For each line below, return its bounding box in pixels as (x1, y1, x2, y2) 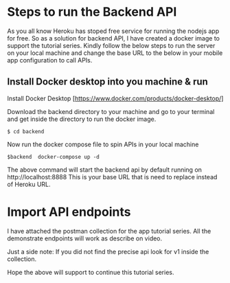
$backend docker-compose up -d (7, 153, 100, 160)
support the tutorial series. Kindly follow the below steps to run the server (7, 41, 216, 49)
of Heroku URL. (7, 180, 51, 188)
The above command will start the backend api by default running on (7, 166, 203, 174)
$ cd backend (7, 128, 45, 135)
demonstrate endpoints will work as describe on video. (7, 234, 163, 242)
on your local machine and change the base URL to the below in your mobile (7, 49, 223, 57)
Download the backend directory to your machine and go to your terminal (7, 107, 215, 115)
